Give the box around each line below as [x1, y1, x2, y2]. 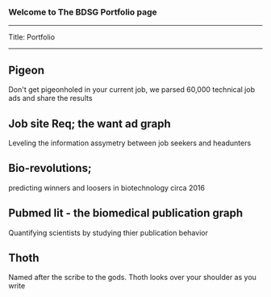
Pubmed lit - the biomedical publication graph [8, 207, 244, 220]
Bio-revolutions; [8, 161, 92, 175]
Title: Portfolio [8, 32, 55, 42]
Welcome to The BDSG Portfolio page [8, 6, 157, 18]
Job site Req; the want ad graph [8, 116, 171, 131]
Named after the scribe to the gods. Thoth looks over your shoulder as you [8, 273, 256, 282]
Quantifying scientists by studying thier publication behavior [8, 228, 208, 237]
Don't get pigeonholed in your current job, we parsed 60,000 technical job [8, 85, 256, 94]
